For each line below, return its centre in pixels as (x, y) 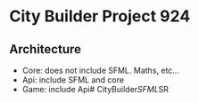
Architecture (46, 49)
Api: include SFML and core (73, 80)
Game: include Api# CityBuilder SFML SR (95, 89)
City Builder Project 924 (100, 16)
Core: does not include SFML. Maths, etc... (101, 70)
